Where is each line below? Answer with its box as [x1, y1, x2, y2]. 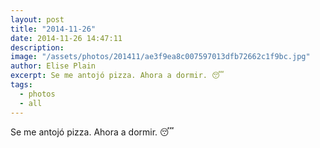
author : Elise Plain [10, 61, 97, 71]
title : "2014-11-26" [10, 24, 97, 34]
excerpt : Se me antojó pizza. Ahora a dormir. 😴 [10, 71, 225, 81]
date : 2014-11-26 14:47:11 [10, 33, 123, 43]
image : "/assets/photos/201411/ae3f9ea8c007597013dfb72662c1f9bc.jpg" [10, 52, 311, 62]
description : [10, 42, 65, 53]
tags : [10, 80, 33, 90]
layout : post [10, 14, 65, 25]
